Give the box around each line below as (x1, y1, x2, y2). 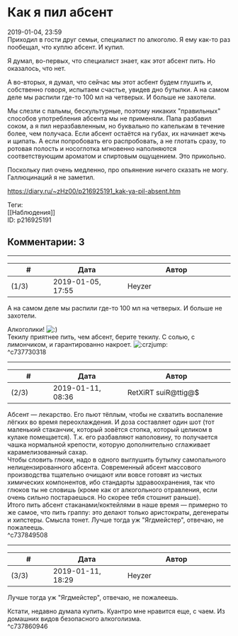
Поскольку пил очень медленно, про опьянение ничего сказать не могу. (7, 165, 229, 174)
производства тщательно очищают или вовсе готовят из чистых (7, 470, 203, 479)
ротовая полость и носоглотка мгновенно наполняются (7, 144, 177, 152)
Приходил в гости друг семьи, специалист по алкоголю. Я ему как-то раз (7, 35, 231, 43)
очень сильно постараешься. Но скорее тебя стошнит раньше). (7, 493, 201, 501)
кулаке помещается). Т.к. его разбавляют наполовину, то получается (7, 433, 218, 441)
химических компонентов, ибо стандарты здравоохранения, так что (7, 478, 215, 486)
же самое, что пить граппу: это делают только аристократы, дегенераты (7, 508, 229, 516)
